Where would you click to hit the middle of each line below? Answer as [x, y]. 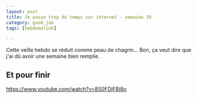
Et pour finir [28, 75]
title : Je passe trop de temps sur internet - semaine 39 [79, 17]
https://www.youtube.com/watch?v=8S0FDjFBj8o [66, 89]
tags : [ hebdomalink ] [32, 28]
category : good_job [30, 22]
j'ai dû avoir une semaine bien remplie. [53, 56]
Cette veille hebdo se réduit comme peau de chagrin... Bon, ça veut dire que [99, 50]
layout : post [22, 12]
